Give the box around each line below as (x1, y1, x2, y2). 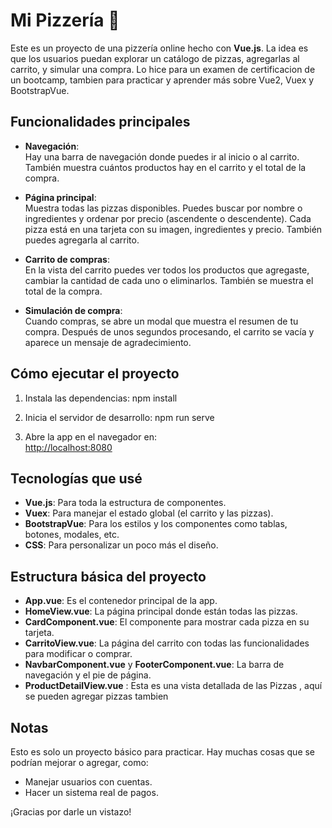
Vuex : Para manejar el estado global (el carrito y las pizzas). (24, 507, 274, 519)
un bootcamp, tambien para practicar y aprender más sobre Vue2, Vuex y (10, 74, 315, 86)
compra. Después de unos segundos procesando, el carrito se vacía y (24, 325, 315, 338)
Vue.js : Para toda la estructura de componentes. (24, 497, 227, 509)
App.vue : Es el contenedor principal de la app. (24, 595, 218, 607)
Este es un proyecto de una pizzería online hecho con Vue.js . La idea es (10, 42, 309, 54)
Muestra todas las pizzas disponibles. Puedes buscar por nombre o (24, 202, 303, 214)
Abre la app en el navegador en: (24, 430, 157, 443)
